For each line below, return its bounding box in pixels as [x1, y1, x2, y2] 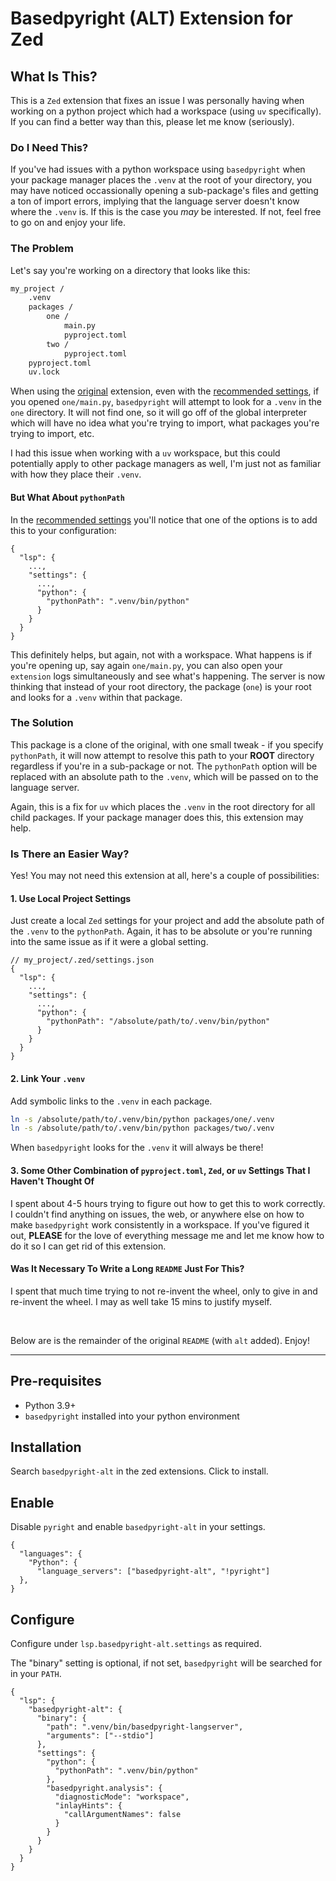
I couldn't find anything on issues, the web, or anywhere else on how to [10, 1208, 305, 1220]
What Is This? [10, 68, 98, 85]
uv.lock [28, 367, 60, 377]
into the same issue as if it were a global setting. [10, 936, 209, 948]
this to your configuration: [10, 524, 117, 536]
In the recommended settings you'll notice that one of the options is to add [10, 513, 318, 526]
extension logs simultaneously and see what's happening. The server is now [10, 670, 326, 682]
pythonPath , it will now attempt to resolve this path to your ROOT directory [10, 749, 315, 761]
